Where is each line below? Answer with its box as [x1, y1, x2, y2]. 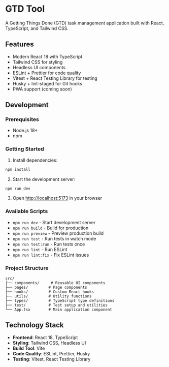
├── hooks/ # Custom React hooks [5, 289, 94, 295]
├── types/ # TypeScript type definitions [5, 298, 115, 303]
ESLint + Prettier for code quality [12, 70, 81, 76]
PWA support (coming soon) [12, 86, 72, 92]
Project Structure [5, 264, 49, 271]
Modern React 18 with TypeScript [12, 53, 83, 59]
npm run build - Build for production [12, 225, 89, 231]
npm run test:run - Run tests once [12, 241, 85, 247]
